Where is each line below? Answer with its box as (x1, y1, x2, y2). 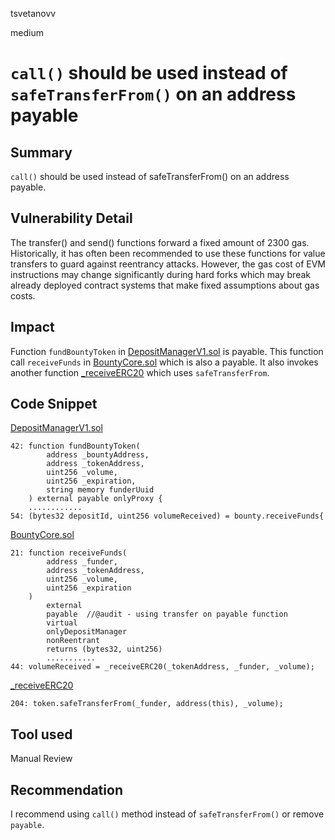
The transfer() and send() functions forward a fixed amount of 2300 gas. (10, 236, 310, 248)
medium (10, 27, 44, 38)
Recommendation (10, 781, 123, 798)
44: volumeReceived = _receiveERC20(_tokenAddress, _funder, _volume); (10, 662, 315, 672)
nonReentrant (46, 636, 101, 646)
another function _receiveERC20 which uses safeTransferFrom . (10, 366, 270, 378)
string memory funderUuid (46, 485, 155, 495)
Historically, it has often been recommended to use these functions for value (10, 247, 326, 259)
